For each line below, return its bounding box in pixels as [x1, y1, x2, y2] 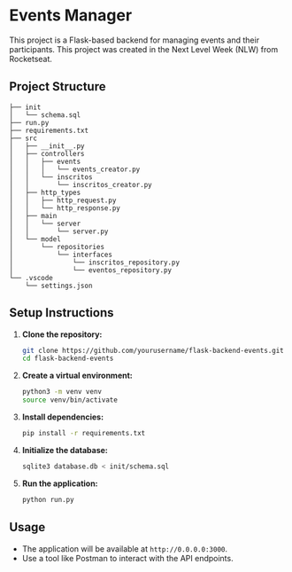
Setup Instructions [9, 305, 114, 320]
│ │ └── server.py [9, 227, 109, 236]
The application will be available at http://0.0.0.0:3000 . [21, 543, 228, 554]
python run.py [21, 495, 74, 504]
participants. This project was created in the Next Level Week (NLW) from [9, 43, 279, 54]
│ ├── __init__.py [9, 141, 86, 151]
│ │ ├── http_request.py [9, 196, 117, 205]
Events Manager [9, 5, 133, 26]
